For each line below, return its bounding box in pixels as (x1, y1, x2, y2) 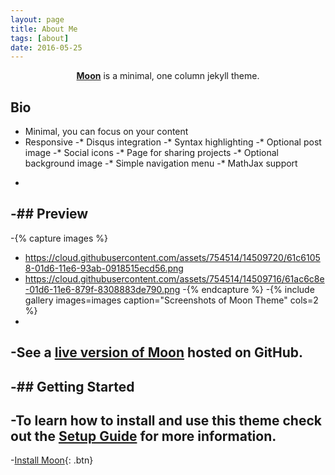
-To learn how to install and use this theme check (10, 412, 322, 430)
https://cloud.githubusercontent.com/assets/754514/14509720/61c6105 (24, 251, 321, 263)
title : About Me (10, 24, 78, 34)
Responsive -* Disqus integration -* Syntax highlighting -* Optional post (24, 136, 322, 148)
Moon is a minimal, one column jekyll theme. (76, 70, 260, 82)
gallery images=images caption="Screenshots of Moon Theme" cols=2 (24, 294, 319, 306)
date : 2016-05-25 (10, 42, 83, 53)
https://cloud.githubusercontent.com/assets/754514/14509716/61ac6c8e (24, 272, 325, 285)
